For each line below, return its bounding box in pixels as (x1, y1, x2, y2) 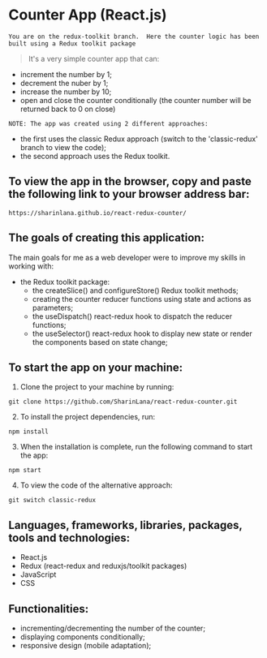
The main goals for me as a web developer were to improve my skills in (8, 252, 246, 262)
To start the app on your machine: (8, 360, 183, 374)
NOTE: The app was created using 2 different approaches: (8, 119, 209, 127)
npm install (8, 428, 49, 436)
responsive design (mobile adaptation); (19, 641, 152, 650)
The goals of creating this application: (8, 231, 205, 245)
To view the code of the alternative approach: (19, 480, 173, 490)
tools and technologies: (8, 531, 131, 544)
